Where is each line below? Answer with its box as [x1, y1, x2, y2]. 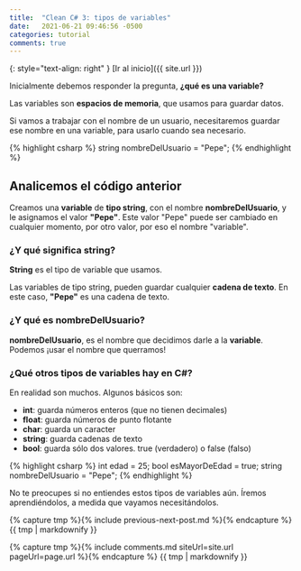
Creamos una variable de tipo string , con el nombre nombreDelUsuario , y [9, 202, 287, 213]
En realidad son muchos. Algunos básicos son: [9, 387, 183, 398]
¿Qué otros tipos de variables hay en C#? [9, 366, 193, 379]
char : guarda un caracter [22, 423, 116, 434]
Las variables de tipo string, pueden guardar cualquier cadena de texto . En [9, 281, 288, 293]
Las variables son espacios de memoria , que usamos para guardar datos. [9, 98, 284, 109]
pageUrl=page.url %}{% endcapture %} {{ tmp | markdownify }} [9, 551, 248, 562]
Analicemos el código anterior [9, 178, 182, 194]
